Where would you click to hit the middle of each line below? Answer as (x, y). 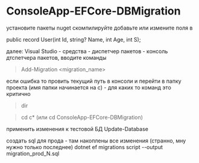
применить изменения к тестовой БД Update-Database (77, 129)
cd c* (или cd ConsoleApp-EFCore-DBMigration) (82, 117)
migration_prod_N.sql (33, 153)
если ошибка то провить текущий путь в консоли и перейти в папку (94, 81)
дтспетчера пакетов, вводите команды (56, 57)
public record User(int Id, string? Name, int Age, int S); (74, 39)
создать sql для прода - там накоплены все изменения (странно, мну (96, 141)
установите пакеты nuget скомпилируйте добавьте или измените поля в (99, 28)
